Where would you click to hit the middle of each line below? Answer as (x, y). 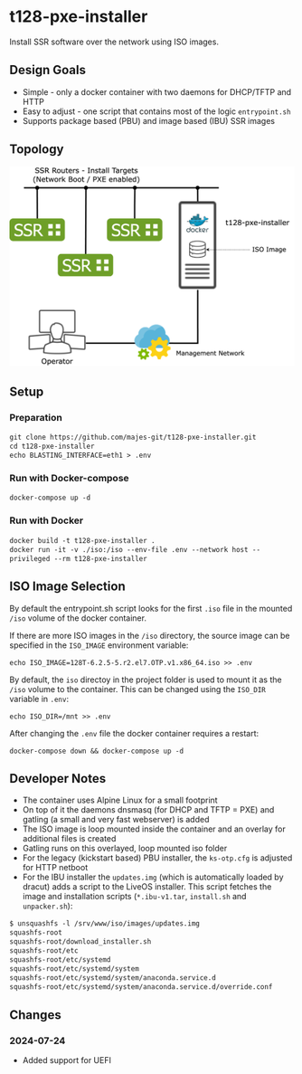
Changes (35, 1015)
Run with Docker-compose (69, 479)
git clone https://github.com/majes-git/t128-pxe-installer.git (133, 437)
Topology (37, 150)
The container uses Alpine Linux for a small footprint (120, 800)
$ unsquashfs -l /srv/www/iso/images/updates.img (105, 924)
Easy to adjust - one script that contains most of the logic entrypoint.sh (156, 111)
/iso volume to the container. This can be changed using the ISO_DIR (138, 689)
